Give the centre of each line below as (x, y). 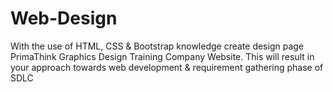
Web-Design (64, 18)
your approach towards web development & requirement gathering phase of (167, 67)
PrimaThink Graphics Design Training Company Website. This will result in (162, 56)
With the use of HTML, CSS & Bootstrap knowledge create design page (157, 46)
